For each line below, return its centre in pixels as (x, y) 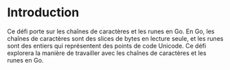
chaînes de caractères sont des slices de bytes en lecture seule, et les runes (115, 38)
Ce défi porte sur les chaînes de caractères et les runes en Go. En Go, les (111, 31)
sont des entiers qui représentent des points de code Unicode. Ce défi (107, 46)
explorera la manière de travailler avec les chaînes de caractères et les (107, 53)
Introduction (43, 13)
